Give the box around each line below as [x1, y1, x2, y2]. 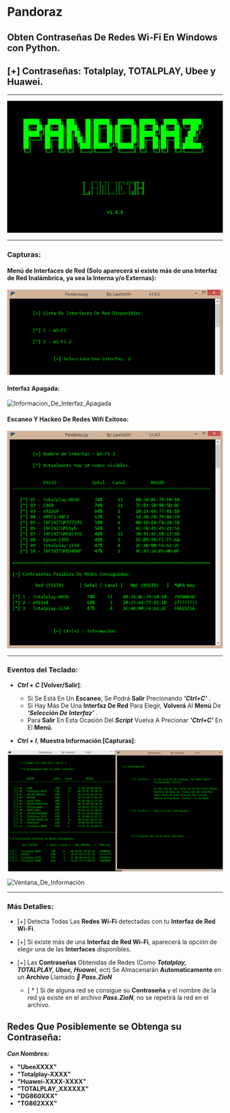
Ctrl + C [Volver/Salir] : [16, 681, 82, 689]
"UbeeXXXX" [16, 1062, 57, 1071]
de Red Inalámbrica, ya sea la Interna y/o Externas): [7, 274, 157, 282]
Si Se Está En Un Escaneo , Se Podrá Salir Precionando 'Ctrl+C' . [27, 694, 211, 702]
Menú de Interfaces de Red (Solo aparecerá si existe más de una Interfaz [7, 266, 218, 275]
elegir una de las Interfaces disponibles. [16, 945, 131, 953]
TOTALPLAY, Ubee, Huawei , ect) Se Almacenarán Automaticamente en [16, 966, 221, 974]
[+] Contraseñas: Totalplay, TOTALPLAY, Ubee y [7, 65, 216, 77]
